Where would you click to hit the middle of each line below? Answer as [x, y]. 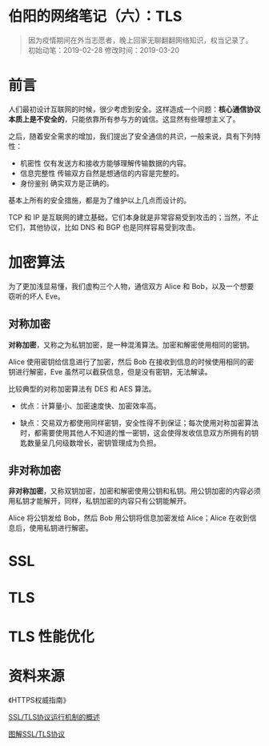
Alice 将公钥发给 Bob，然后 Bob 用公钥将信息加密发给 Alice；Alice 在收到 [129, 518]
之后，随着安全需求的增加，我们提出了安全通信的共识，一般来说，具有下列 [131, 136]
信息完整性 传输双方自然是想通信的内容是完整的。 [102, 173]
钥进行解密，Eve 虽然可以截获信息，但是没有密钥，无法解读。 [110, 371]
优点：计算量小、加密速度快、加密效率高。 [90, 406]
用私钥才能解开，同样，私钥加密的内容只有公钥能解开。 [99, 501]
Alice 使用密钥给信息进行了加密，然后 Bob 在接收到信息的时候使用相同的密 [131, 362]
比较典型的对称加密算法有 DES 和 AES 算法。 [82, 388]
